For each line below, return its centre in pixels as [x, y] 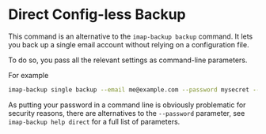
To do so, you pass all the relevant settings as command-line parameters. [128, 60]
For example [28, 75]
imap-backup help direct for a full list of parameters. [94, 121]
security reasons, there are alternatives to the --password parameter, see [127, 113]
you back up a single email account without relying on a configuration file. [129, 44]
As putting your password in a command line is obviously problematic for [127, 105]
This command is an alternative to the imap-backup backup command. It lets [131, 36]
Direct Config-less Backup [97, 15]
